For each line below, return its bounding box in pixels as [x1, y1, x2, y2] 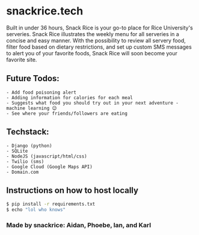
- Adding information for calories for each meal [6, 94, 133, 100]
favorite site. [6, 56, 37, 63]
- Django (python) [6, 142, 52, 148]
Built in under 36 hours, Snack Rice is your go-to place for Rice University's [6, 24, 194, 31]
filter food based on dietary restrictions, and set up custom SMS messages [6, 43, 192, 50]
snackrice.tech [6, 4, 84, 18]
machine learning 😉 [6, 105, 57, 111]
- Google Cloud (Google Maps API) [6, 163, 93, 169]
